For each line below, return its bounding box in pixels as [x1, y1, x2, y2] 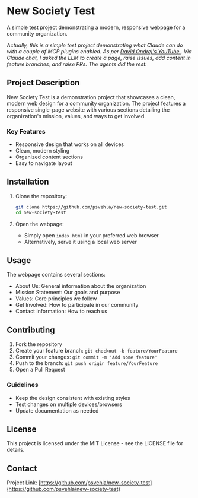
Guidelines [7, 381, 39, 389]
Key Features [7, 127, 46, 135]
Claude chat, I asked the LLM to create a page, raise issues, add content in [7, 54, 191, 61]
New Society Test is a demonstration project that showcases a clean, [7, 93, 175, 100]
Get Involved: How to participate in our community [15, 302, 139, 309]
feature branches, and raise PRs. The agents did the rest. [7, 61, 147, 68]
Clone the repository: [15, 192, 68, 199]
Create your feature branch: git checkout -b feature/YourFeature [15, 347, 178, 354]
